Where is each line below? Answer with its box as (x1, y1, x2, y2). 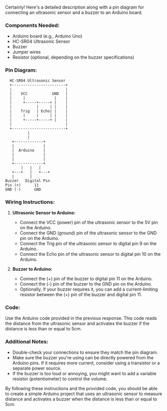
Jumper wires (12, 49, 41, 55)
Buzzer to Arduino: (12, 266, 52, 272)
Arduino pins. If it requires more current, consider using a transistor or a (12, 360, 160, 366)
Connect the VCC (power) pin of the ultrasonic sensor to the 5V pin (19, 219, 158, 225)
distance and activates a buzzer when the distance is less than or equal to (5, 396, 158, 402)
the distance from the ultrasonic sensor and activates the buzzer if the (5, 320, 150, 326)
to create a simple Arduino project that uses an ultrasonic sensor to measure (5, 391, 163, 397)
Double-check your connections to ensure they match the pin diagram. (12, 349, 159, 355)
